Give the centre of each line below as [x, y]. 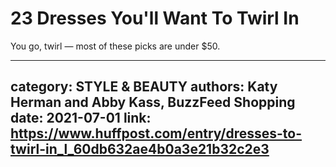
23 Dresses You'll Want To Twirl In [155, 18]
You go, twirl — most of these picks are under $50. [115, 46]
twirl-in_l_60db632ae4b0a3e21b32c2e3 [140, 149]
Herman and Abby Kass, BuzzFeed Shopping [153, 102]
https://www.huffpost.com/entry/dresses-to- [156, 133]
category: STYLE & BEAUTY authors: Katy [144, 87]
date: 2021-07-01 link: [81, 118]
